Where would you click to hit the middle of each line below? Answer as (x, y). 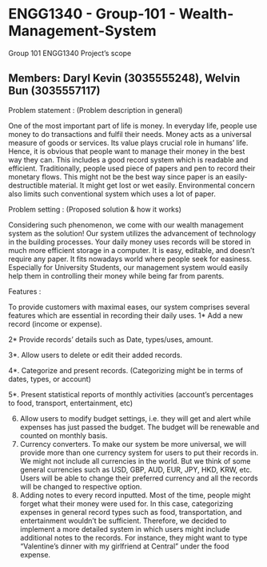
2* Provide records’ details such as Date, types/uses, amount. (111, 339)
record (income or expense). (55, 324)
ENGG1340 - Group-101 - (92, 14)
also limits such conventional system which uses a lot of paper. (112, 194)
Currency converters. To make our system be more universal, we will (133, 444)
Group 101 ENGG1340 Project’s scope (70, 53)
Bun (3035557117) (54, 91)
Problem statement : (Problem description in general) (96, 110)
